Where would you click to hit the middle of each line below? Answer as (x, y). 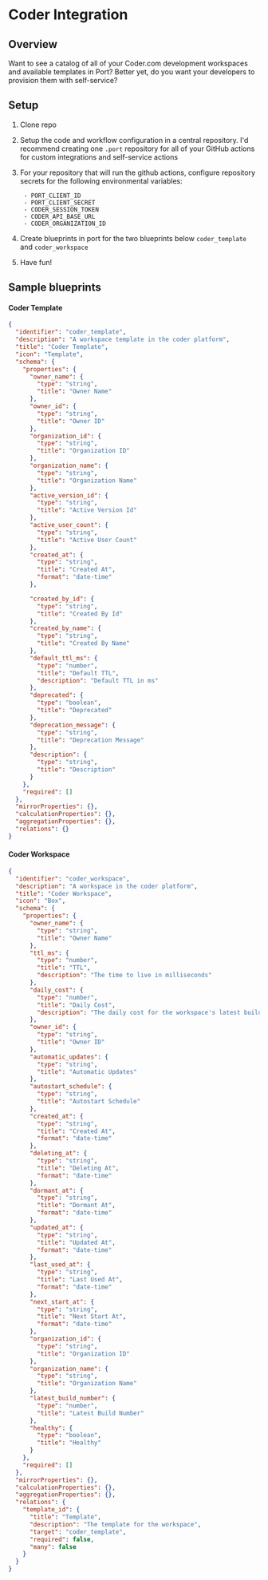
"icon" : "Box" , (41, 901)
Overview (33, 44)
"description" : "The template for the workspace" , (115, 1524)
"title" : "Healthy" (69, 1443)
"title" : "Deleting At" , (78, 1168)
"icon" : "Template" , (49, 354)
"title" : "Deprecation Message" (91, 740)
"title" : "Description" (76, 770)
